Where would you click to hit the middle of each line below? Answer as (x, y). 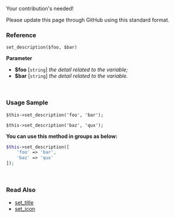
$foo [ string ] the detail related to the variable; (71, 70)
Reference (21, 35)
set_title (24, 203)
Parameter (19, 58)
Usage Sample (27, 103)
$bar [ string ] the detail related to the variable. (71, 76)
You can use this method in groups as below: (62, 136)
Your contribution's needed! (40, 9)
